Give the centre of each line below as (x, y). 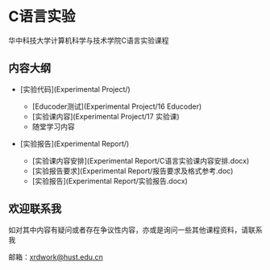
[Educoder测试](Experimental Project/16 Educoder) (117, 106)
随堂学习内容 (53, 127)
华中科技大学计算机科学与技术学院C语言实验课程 (89, 40)
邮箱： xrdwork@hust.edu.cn (56, 257)
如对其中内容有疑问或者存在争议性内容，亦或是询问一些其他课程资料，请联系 (135, 230)
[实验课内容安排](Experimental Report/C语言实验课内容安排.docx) (141, 160)
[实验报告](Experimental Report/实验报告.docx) (110, 181)
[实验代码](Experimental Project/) (75, 89)
